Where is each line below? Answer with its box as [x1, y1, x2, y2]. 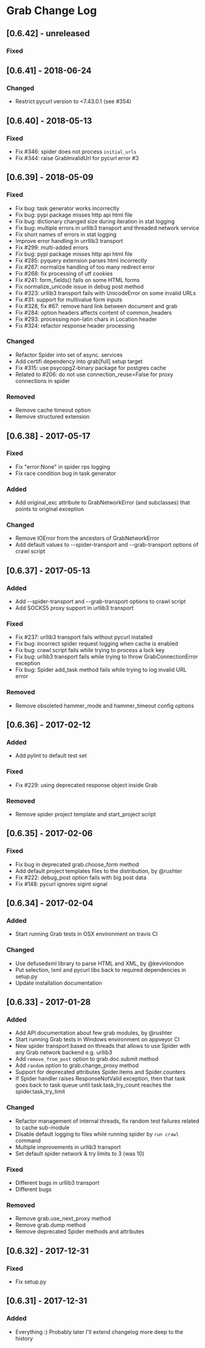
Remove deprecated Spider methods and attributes [15, 1228, 145, 1235]
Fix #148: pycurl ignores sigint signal [15, 880, 108, 887]
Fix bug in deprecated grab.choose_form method [15, 860, 140, 868]
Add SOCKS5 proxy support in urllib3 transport [15, 604, 134, 612]
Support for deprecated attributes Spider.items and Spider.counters [15, 1068, 185, 1076]
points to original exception [15, 506, 84, 513]
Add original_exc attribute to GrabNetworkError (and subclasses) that [15, 499, 190, 506]
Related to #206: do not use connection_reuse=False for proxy [15, 371, 173, 378]
